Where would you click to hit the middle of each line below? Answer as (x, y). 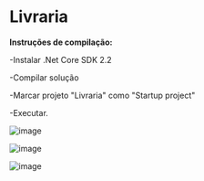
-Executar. (29, 112)
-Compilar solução (44, 77)
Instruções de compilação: (61, 42)
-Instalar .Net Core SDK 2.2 (61, 59)
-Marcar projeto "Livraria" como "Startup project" (102, 95)
